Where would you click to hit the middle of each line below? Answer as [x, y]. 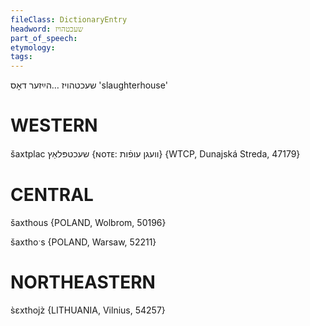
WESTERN [54, 125]
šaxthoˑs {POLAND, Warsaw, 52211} [83, 242]
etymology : [33, 47]
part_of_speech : [44, 38]
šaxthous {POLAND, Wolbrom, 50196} [88, 222]
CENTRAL [52, 195]
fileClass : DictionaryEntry [69, 19]
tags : [21, 57]
